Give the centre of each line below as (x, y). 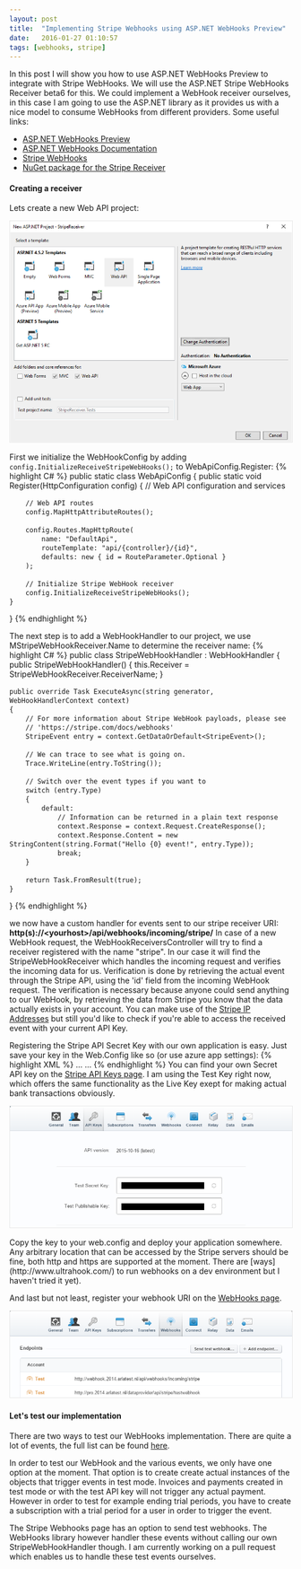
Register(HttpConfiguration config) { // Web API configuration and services (147, 486)
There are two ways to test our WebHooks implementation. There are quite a (150, 1435)
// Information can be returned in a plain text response (168, 817)
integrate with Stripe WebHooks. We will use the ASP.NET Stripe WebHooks (149, 83)
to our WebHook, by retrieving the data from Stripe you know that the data (146, 999)
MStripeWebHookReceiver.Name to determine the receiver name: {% (137, 645)
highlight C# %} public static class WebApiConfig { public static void (136, 476)
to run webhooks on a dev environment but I (198, 1271)
